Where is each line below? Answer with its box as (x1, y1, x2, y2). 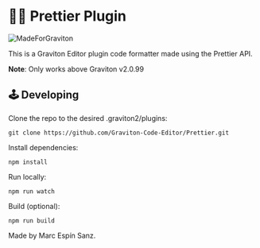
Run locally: (8, 172, 47, 181)
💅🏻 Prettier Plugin (8, 7, 127, 25)
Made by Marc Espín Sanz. (8, 231, 96, 240)
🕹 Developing (8, 88, 80, 102)
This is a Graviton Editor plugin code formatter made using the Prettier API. (8, 48, 253, 58)
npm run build (8, 216, 56, 225)
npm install (8, 158, 48, 166)
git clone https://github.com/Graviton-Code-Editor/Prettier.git (8, 129, 229, 137)
